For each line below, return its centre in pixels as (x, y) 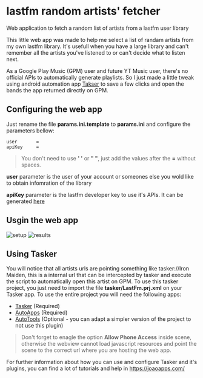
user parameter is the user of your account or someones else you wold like (100, 176)
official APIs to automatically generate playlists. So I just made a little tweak (100, 77)
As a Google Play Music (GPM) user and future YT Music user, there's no (97, 70)
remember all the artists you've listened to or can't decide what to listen (96, 52)
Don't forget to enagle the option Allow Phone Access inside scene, (106, 337)
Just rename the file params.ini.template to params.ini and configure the (98, 124)
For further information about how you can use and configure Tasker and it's (102, 362)
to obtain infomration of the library (49, 183)
